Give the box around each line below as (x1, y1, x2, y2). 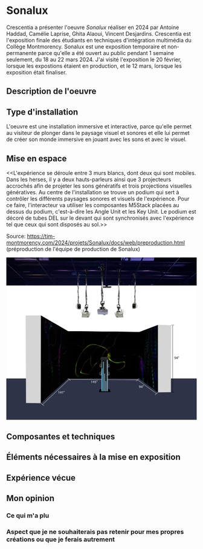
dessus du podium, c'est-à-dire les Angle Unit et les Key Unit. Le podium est (6, 208, 196, 215)
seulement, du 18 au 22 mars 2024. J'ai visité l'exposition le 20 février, (6, 56, 182, 63)
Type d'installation (6, 107, 79, 117)
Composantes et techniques (6, 432, 115, 442)
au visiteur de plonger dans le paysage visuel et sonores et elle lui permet (6, 130, 190, 137)
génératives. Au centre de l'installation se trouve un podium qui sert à (6, 188, 179, 196)
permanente (6, 49, 37, 56)
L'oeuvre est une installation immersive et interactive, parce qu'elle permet (6, 123, 192, 130)
